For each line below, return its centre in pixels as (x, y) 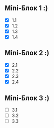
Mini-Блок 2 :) (27, 53)
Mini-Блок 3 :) (27, 98)
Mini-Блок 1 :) (26, 8)
